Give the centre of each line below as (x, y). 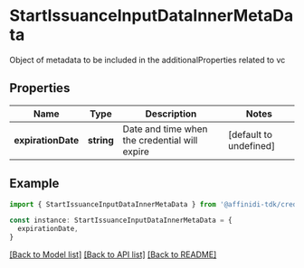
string (101, 140)
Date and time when (165, 129)
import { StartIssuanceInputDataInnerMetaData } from (113, 204)
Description (171, 114)
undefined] (252, 145)
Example (34, 184)
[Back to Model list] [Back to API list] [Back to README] (113, 254)
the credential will (160, 140)
